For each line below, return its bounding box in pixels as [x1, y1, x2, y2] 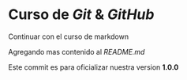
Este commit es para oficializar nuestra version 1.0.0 [8, 62, 179, 72]
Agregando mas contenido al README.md [8, 47, 145, 56]
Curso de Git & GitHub [8, 6, 155, 24]
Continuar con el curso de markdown [8, 32, 129, 41]
